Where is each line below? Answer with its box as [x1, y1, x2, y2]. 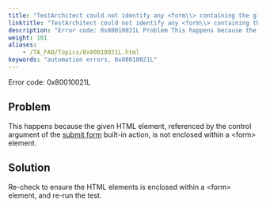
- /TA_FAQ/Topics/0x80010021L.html [22, 48, 140, 56]
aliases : [8, 41, 37, 49]
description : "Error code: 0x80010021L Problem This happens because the [8, 26, 257, 34]
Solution [8, 161, 51, 175]
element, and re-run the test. [8, 191, 102, 200]
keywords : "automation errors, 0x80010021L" [8, 56, 158, 64]
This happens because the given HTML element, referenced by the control [8, 121, 252, 130]
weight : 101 [8, 33, 47, 42]
